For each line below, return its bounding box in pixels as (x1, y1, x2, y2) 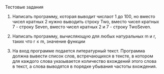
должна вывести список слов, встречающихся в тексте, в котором (12, 53, 153, 59)
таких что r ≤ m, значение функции (12, 38, 85, 44)
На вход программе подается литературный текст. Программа (12, 48, 145, 54)
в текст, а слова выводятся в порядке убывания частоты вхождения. (12, 63, 157, 69)
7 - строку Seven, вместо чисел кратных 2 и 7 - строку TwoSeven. (12, 24, 151, 30)
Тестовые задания (5, 4, 44, 10)
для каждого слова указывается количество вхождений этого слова (12, 58, 157, 64)
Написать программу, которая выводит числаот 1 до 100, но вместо (12, 14, 156, 19)
